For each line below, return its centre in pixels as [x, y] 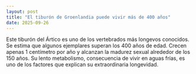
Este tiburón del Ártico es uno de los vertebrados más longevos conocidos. [98, 40]
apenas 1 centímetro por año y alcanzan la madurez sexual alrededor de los [98, 52]
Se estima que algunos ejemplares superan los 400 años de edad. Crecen [97, 46]
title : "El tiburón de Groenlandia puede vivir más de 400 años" [88, 17]
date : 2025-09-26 [28, 22]
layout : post [22, 12]
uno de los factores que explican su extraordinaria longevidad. [82, 65]
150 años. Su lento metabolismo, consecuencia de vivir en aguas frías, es [96, 58]
